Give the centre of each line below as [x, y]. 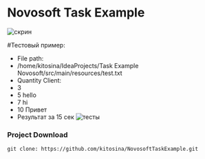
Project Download [37, 134]
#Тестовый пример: [36, 45]
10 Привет [32, 109]
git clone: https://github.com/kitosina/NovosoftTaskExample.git [102, 149]
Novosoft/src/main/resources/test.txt [69, 73]
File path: [30, 58]
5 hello [26, 95]
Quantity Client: [39, 80]
